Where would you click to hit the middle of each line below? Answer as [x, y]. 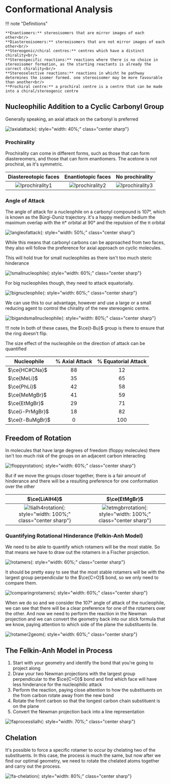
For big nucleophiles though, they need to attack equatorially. [69, 283]
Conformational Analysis [59, 9]
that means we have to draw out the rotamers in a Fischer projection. [78, 552]
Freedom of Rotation [38, 438]
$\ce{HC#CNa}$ [27, 370]
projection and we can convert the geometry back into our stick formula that [85, 619]
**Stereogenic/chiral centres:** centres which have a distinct [75, 51]
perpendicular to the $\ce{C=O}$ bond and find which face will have [84, 679]
